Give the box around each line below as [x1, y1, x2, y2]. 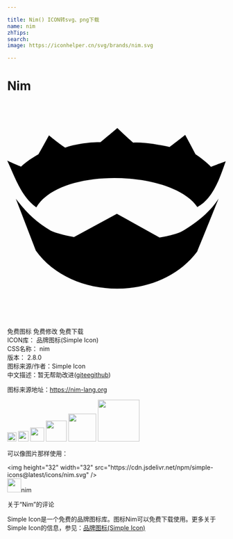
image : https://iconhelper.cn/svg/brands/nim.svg [7, 42, 154, 49]
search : [7, 35, 30, 42]
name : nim [7, 22, 36, 30]
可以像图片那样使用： [7, 449, 68, 458]
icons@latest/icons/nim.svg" [7, 471, 89, 479]
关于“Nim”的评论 [7, 500, 55, 508]
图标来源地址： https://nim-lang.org [7, 385, 107, 394]
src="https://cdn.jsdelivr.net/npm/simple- [94, 463, 214, 472]
